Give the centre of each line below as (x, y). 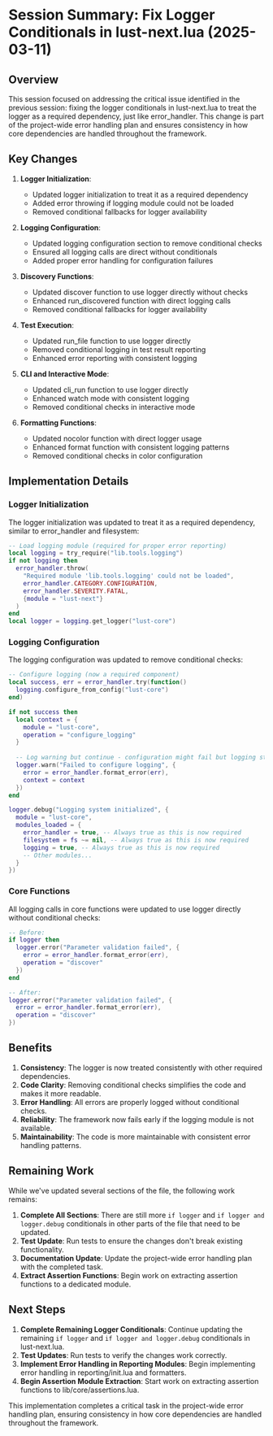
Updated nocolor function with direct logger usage (117, 438)
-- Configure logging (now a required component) (94, 675)
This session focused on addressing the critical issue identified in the (124, 99)
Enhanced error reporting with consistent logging (115, 358)
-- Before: (27, 933)
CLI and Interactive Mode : (65, 374)
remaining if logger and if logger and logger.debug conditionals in (135, 1338)
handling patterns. (51, 1145)
